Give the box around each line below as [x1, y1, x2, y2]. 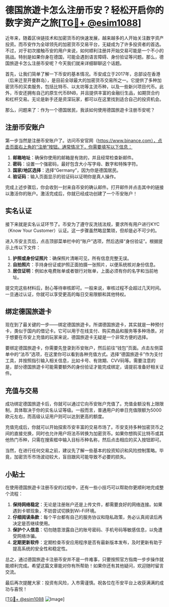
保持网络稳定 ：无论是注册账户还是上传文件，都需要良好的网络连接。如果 [12, 501, 162, 508]
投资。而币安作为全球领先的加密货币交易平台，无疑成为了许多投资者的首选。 [5, 41, 164, 47]
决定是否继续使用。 [12, 521, 53, 526]
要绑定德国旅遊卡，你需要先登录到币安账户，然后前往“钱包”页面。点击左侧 [5, 345, 159, 351]
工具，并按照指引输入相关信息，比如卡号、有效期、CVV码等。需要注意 [5, 358, 151, 364]
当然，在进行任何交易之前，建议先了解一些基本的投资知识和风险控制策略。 [5, 447, 159, 453]
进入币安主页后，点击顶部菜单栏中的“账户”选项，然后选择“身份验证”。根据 [5, 238, 158, 244]
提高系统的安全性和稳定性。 [12, 546, 70, 551]
